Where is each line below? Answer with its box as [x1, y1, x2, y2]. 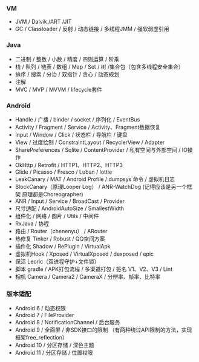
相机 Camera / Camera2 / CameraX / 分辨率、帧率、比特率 [15, 273, 161, 280]
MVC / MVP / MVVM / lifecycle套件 [15, 86, 103, 93]
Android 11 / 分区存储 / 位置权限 [15, 349, 93, 357]
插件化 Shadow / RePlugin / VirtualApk [15, 242, 111, 250]
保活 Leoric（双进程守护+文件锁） [15, 258, 100, 265]
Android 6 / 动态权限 [15, 305, 67, 312]
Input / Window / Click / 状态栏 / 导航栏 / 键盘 [15, 131, 128, 138]
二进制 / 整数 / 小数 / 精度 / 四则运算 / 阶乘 [15, 55, 120, 63]
